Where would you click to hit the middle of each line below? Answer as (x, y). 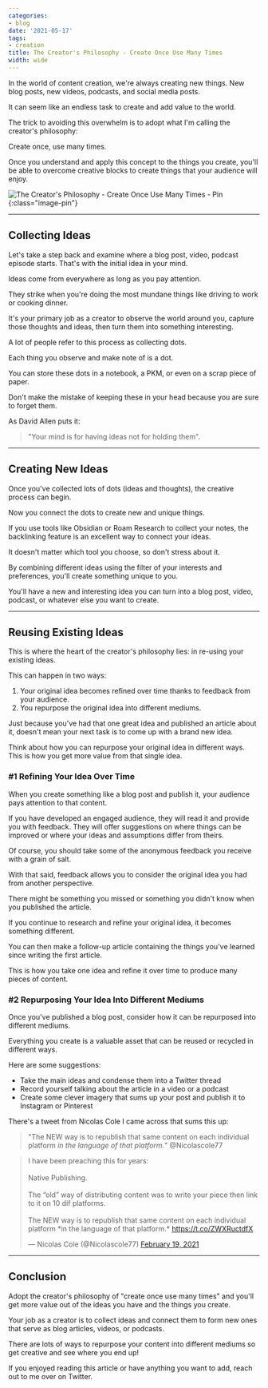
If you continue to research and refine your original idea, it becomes (120, 922)
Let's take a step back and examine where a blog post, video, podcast (124, 255)
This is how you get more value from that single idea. (95, 756)
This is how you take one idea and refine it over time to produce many (123, 970)
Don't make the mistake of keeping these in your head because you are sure (134, 397)
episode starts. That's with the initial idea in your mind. (98, 263)
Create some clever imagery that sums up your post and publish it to (132, 1097)
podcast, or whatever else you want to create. (84, 599)
